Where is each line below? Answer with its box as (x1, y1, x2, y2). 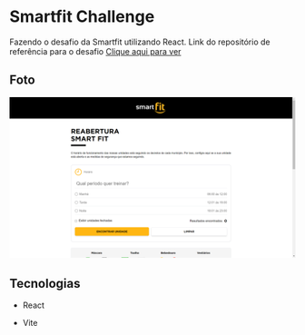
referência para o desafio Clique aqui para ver (9, 45, 182, 56)
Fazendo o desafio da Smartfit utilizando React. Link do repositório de (9, 36, 271, 47)
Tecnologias (9, 275, 81, 291)
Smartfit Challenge (9, 6, 155, 27)
